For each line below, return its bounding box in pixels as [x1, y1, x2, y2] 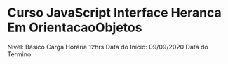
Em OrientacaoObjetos [7, 19, 142, 35]
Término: [7, 50, 33, 58]
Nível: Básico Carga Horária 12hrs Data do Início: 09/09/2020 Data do [7, 42, 209, 51]
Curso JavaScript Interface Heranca [7, 5, 222, 21]
